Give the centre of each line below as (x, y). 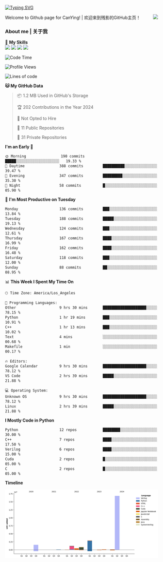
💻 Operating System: (27, 391)
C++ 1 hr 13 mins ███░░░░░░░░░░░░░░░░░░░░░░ (81, 327)
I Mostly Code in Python (30, 420)
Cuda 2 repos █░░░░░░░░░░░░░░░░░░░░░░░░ (81, 459)
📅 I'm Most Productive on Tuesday (41, 199)
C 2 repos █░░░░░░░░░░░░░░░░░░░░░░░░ (81, 469)
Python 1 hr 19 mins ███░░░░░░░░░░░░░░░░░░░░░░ (81, 318)
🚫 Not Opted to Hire (37, 118)
